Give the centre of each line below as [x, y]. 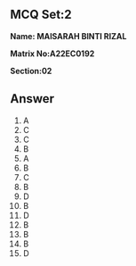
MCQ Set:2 [41, 15]
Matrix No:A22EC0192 [52, 54]
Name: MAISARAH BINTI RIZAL [68, 36]
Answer [32, 99]
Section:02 [31, 71]
